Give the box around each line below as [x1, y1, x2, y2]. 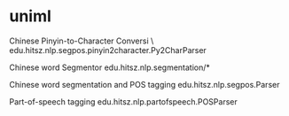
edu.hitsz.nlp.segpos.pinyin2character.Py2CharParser [9, 44, 207, 55]
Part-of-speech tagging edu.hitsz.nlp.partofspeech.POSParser [9, 96, 238, 107]
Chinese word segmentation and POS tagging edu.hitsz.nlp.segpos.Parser [9, 79, 280, 89]
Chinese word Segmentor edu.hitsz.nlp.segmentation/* [9, 62, 211, 73]
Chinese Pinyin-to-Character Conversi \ [9, 35, 154, 46]
